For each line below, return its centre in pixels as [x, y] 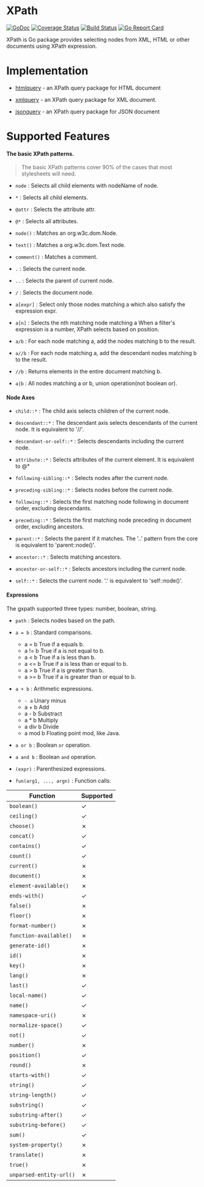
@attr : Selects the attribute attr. [55, 210]
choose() [22, 826]
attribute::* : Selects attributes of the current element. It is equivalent [104, 460]
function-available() [41, 935]
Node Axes [21, 397]
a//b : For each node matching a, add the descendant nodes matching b [106, 353]
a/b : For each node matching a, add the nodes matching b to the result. [106, 342]
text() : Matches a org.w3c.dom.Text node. [70, 245]
